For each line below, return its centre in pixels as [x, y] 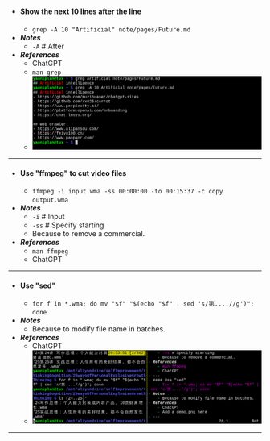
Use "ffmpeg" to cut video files [73, 173]
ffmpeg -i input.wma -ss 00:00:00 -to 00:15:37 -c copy [127, 192]
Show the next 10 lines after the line [81, 11]
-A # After [48, 46]
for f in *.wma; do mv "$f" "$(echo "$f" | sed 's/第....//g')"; [143, 304]
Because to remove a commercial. [88, 234]
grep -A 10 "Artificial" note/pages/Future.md [111, 30]
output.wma [50, 200]
